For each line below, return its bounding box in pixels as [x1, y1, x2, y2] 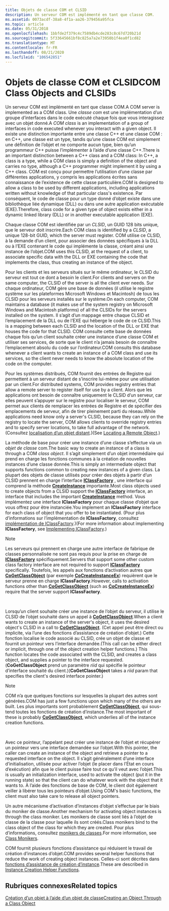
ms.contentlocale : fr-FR [5, 45, 58, 50]
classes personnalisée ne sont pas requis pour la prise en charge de [5, 551, 147, 557]
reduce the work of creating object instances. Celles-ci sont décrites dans [5, 856, 160, 862]
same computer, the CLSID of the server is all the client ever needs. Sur [5, 280, 154, 286]
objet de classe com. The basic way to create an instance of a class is [5, 445, 150, 451]
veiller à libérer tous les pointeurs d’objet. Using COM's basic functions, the [5, 788, 161, 794]
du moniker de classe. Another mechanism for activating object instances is [5, 809, 161, 815]
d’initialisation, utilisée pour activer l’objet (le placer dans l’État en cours [5, 761, 154, 767]
